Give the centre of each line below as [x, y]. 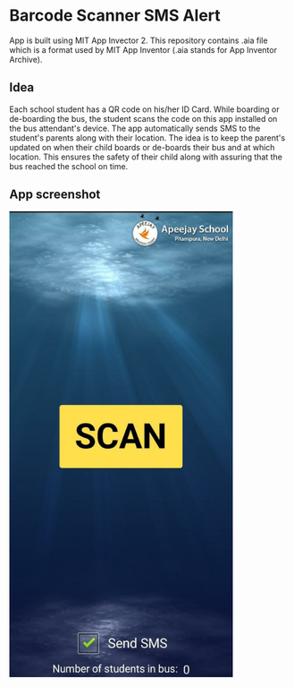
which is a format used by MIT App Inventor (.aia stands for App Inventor [143, 49]
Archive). [26, 59]
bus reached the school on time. [69, 166]
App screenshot [55, 195]
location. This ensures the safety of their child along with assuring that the [146, 157]
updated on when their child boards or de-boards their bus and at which [142, 147]
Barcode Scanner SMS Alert [115, 16]
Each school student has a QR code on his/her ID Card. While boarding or [144, 109]
